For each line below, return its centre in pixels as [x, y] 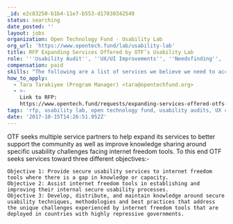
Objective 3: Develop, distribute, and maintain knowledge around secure [116, 196]
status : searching [34, 20]
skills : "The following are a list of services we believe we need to [111, 71]
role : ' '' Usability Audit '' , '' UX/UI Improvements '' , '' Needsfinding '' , [114, 59]
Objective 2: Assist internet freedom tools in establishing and [103, 183]
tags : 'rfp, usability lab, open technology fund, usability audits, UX [114, 110]
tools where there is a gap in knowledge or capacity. [88, 178]
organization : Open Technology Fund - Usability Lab [85, 40]
